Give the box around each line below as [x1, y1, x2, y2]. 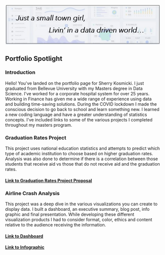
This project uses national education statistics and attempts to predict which [5, 145, 160, 151]
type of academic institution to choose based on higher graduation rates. [5, 151, 154, 157]
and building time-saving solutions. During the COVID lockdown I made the [5, 101, 157, 107]
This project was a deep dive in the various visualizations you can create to [5, 201, 158, 207]
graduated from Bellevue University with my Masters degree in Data [5, 85, 143, 91]
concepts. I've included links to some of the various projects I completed [5, 116, 153, 122]
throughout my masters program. [5, 122, 72, 128]
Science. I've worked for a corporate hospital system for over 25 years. [5, 90, 150, 96]
